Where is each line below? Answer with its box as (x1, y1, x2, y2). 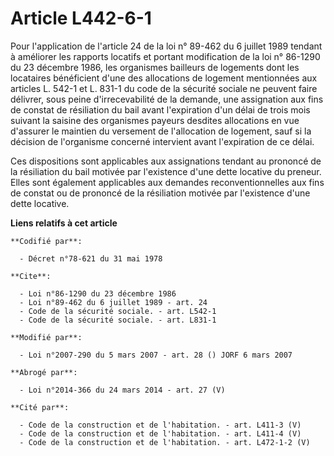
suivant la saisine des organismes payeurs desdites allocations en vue (10, 114, 300, 126)
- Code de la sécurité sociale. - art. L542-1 (19, 306, 217, 316)
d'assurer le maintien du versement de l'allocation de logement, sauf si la (10, 125, 312, 137)
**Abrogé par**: (10, 367, 78, 377)
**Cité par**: (10, 402, 70, 412)
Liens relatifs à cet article (10, 217, 118, 229)
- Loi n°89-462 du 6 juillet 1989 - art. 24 (19, 297, 208, 307)
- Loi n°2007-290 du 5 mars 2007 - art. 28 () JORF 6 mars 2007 (19, 350, 293, 360)
